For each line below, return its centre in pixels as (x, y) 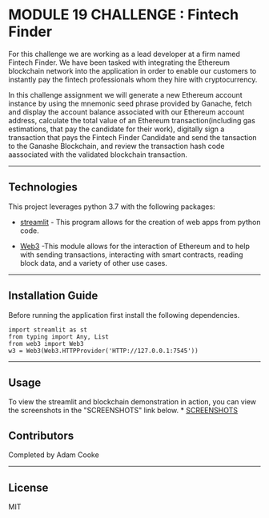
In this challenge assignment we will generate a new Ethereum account (125, 94)
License (28, 487)
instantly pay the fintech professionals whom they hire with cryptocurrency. (133, 79)
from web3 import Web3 (46, 343)
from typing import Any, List (59, 337)
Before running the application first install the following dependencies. (124, 315)
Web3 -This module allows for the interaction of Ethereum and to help (134, 246)
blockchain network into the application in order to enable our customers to (132, 70)
